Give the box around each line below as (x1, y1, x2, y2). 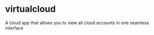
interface (5, 25, 24, 31)
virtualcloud (5, 3, 56, 15)
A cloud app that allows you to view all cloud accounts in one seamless (5, 20, 149, 26)
